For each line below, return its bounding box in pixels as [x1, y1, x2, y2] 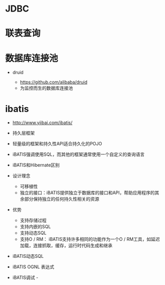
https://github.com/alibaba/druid [20, 79, 88, 85]
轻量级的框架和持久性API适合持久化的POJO [12, 141, 102, 147]
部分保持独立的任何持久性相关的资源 [24, 196, 99, 202]
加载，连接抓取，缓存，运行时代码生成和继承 [20, 242, 113, 249]
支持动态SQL [20, 230, 47, 236]
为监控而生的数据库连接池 [20, 85, 73, 91]
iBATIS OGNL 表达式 [12, 264, 55, 270]
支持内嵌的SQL [20, 224, 51, 230]
